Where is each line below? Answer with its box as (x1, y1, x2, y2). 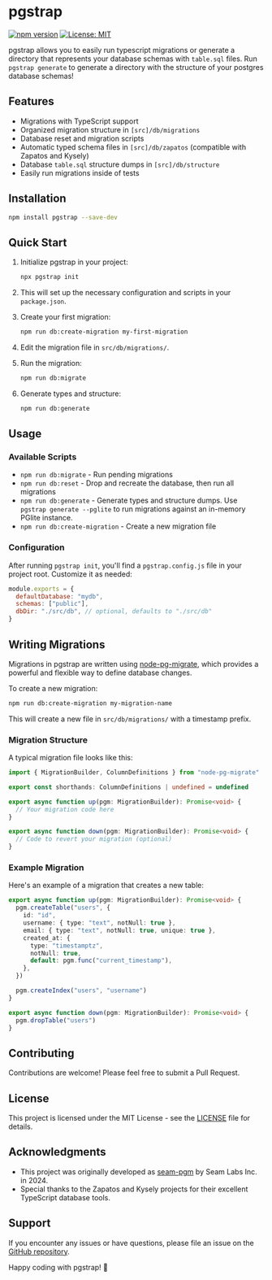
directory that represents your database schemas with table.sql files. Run (8, 54, 257, 63)
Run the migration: (19, 359, 83, 368)
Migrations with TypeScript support (19, 116, 140, 126)
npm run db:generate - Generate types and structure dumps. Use (19, 495, 238, 506)
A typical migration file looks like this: (8, 753, 133, 763)
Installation (8, 192, 67, 206)
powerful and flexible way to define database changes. (8, 668, 192, 677)
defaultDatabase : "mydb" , (15, 592, 104, 600)
